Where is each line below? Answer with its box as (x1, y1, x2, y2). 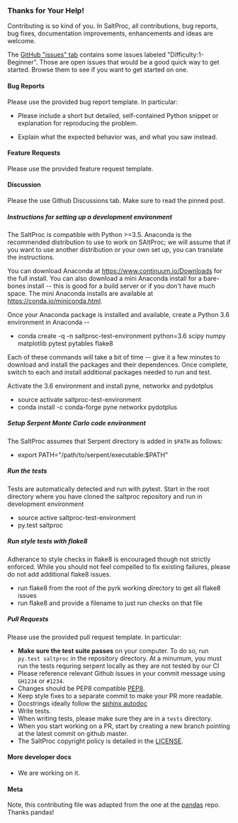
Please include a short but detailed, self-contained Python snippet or (17, 111, 219, 120)
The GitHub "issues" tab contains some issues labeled (7, 50, 166, 59)
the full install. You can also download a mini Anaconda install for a (7, 274, 202, 282)
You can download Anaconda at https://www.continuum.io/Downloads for (7, 266, 222, 275)
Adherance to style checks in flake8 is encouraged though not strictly (7, 555, 211, 563)
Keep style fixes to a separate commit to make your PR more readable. (17, 691, 224, 700)
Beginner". (7, 58, 38, 67)
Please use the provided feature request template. (7, 164, 154, 173)
